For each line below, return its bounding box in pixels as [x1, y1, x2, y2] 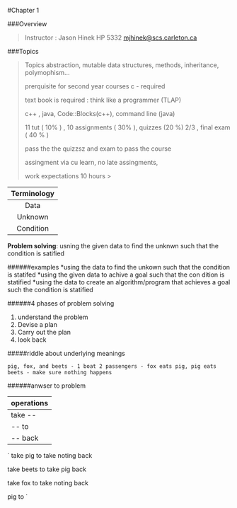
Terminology [11, 189, 55, 198]
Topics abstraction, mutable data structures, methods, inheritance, [24, 61, 219, 69]
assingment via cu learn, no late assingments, [24, 158, 158, 166]
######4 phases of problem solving [7, 299, 115, 307]
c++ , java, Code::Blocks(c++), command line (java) [24, 110, 175, 117]
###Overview [7, 20, 47, 28]
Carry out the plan [17, 328, 71, 336]
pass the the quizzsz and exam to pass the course [24, 144, 172, 153]
